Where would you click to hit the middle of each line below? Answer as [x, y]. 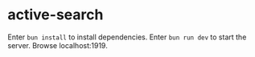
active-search [56, 15]
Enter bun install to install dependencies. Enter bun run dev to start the [127, 37]
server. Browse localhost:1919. [58, 45]
